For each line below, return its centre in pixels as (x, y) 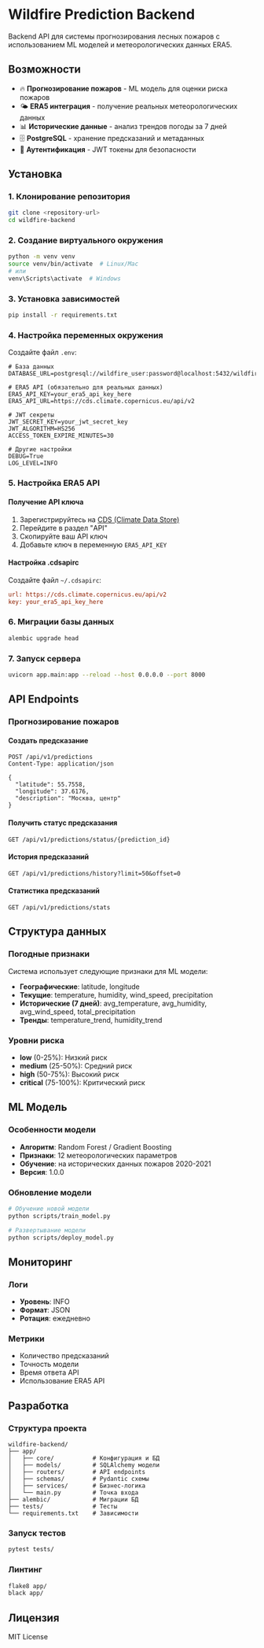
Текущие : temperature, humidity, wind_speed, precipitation (116, 994)
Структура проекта (48, 1428)
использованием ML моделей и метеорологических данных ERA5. (120, 44)
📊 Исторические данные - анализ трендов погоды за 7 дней (123, 126)
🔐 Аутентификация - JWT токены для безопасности (108, 149)
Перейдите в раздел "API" (63, 528)
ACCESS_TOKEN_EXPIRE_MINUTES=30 (61, 436)
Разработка (38, 1406)
